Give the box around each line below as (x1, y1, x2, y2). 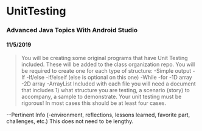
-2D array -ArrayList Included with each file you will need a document (21, 80, 196, 87)
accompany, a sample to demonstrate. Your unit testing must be (21, 93, 182, 101)
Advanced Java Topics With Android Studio (6, 26, 138, 35)
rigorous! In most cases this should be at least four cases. (21, 99, 166, 107)
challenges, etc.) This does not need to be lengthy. (6, 118, 134, 125)
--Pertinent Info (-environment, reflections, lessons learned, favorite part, (6, 111, 190, 119)
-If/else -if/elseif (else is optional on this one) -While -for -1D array (26, 74, 193, 81)
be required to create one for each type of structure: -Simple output (21, 67, 192, 75)
